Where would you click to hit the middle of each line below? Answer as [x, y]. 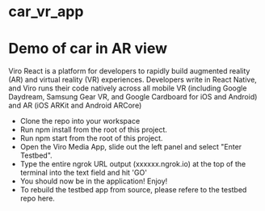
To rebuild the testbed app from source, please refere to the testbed [133, 190]
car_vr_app [46, 12]
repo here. [37, 198]
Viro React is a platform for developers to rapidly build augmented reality [129, 71]
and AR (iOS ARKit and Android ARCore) [75, 105]
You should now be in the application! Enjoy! [94, 181]
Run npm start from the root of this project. [91, 138]
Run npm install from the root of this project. [93, 130]
